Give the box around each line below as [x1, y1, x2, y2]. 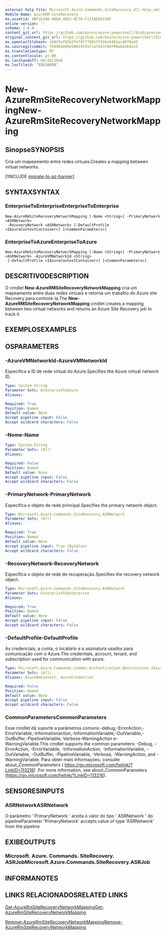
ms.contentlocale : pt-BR [5, 53, 56, 58]
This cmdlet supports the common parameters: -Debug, [40, 741, 154, 747]
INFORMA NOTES [5, 874, 58, 883]
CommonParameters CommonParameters [5, 714, 107, 721]
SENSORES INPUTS [5, 787, 65, 795]
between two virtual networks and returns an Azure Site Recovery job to [5, 305, 152, 312]
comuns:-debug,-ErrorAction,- [82, 725, 145, 731]
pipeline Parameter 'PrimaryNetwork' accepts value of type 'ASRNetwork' [5, 818, 154, 824]
